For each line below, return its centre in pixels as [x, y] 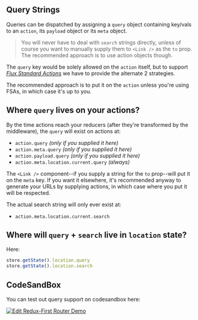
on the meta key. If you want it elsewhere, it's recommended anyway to [94, 180]
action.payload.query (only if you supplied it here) [77, 155]
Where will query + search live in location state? [97, 235]
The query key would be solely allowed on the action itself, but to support [97, 67]
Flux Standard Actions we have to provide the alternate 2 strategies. [91, 73]
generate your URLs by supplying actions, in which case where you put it [97, 186]
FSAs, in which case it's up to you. [49, 91]
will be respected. [28, 192]
